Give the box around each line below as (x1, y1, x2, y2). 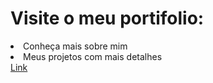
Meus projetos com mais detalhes (23, 50, 163, 62)
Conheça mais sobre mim (23, 40, 128, 52)
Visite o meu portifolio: (10, 7, 205, 30)
